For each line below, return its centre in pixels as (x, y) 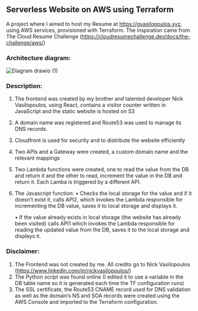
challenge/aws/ (25, 42)
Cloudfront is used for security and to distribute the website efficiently (100, 140)
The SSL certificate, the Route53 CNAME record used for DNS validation (103, 289)
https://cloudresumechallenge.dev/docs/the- (136, 36)
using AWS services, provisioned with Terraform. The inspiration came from (98, 30)
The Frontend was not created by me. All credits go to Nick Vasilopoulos (102, 264)
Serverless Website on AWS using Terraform (90, 10)
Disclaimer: (23, 252)
